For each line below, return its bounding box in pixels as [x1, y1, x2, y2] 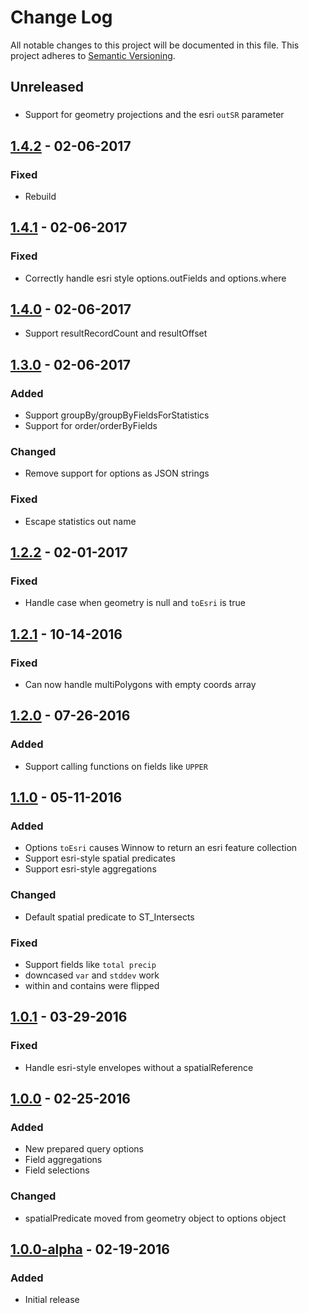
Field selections [24, 1164, 90, 1176]
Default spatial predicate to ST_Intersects [24, 911, 195, 923]
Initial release [24, 1294, 80, 1306]
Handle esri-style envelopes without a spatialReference [24, 1061, 254, 1073]
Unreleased [10, 79, 85, 96]
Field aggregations [24, 1154, 103, 1166]
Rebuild [24, 190, 57, 202]
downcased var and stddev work [24, 969, 160, 981]
